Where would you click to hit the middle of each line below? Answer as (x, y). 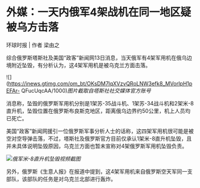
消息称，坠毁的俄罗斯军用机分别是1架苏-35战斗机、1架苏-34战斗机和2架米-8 (100, 103)
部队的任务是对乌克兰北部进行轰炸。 (71, 179)
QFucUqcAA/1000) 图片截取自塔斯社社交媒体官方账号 (86, 90)
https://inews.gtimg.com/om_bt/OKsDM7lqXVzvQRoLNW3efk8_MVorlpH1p (100, 83)
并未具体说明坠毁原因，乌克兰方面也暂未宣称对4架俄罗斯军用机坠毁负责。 (97, 146)
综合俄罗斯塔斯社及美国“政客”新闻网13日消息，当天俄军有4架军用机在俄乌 (96, 57)
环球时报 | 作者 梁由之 (33, 45)
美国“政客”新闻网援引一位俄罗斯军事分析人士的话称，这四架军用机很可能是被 (100, 131)
